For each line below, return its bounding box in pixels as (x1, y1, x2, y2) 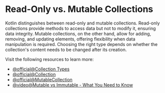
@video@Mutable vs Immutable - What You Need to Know (12, 81, 133, 88)
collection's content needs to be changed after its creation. (5, 46, 127, 52)
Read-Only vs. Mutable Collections (5, 3, 153, 15)
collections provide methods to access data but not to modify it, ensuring (5, 25, 156, 31)
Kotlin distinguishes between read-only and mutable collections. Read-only (5, 20, 160, 26)
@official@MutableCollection (12, 76, 72, 82)
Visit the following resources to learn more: (5, 56, 94, 62)
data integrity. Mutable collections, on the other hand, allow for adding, (5, 30, 151, 36)
